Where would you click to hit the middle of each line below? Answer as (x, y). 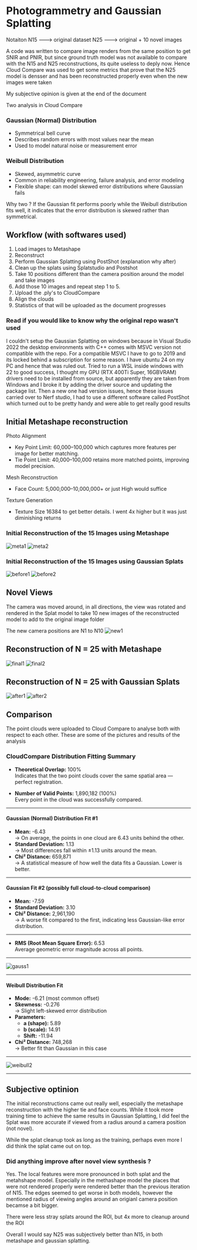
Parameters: (30, 1017)
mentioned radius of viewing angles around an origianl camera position (92, 1199)
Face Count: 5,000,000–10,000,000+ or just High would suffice (91, 489)
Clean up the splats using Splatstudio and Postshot (76, 268)
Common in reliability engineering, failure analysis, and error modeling (99, 180)
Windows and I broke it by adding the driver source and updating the (89, 384)
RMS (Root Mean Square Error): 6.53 (60, 943)
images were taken (29, 82)
